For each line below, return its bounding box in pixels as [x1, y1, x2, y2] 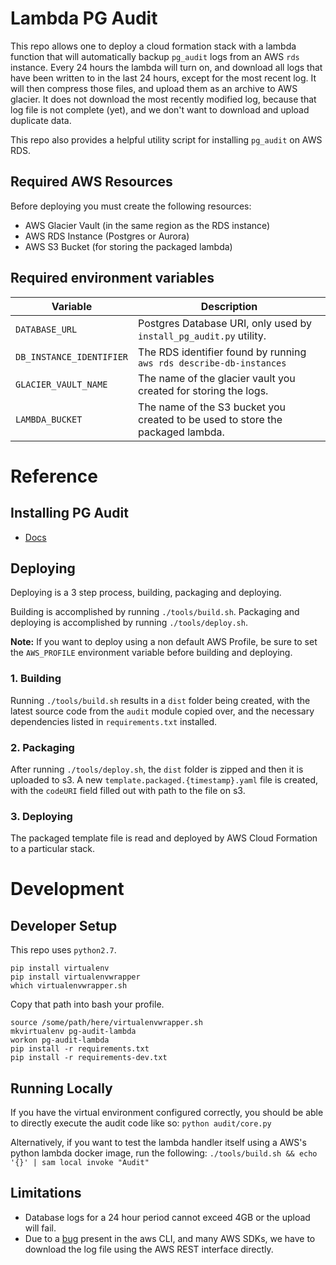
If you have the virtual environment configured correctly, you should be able [10, 1107, 324, 1119]
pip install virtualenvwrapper [10, 972, 141, 982]
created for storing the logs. [138, 383, 269, 397]
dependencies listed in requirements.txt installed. [10, 715, 218, 727]
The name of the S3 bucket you [138, 400, 287, 414]
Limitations [10, 1185, 82, 1202]
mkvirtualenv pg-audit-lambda [10, 1027, 137, 1037]
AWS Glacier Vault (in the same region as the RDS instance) [24, 219, 271, 231]
